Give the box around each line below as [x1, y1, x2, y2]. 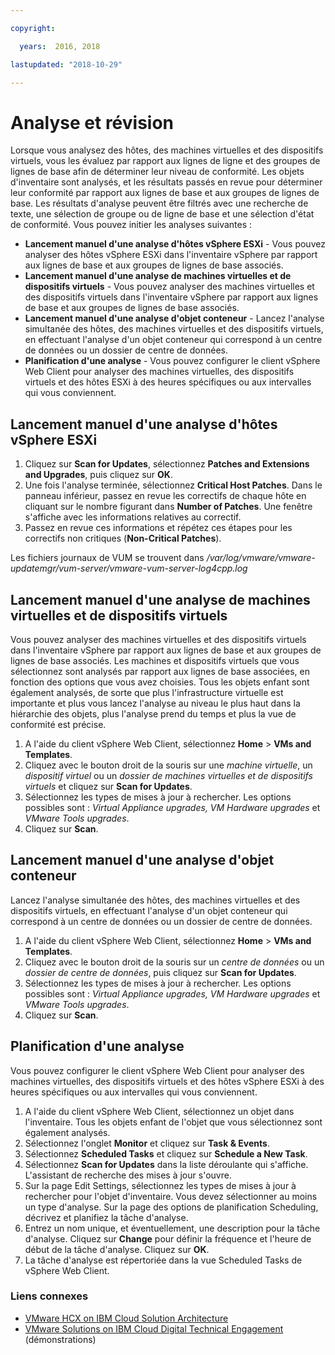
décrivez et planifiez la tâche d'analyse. [24, 1211, 189, 1223]
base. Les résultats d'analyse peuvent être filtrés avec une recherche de [10, 197, 309, 210]
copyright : [10, 23, 56, 33]
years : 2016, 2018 [19, 41, 101, 51]
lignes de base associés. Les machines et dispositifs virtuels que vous [10, 654, 300, 666]
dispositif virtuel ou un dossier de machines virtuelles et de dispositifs [24, 769, 313, 781]
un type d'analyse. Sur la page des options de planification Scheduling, [24, 1201, 319, 1213]
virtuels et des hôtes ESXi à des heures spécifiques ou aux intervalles [24, 376, 312, 388]
